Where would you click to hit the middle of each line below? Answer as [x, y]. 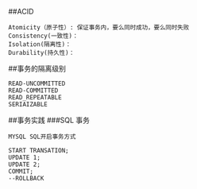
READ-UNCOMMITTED [37, 83]
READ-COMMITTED [33, 91]
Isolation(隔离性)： [40, 44]
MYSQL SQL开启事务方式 [42, 137]
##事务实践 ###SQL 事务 [49, 120]
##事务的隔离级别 [37, 68]
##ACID [21, 12]
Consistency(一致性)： [43, 36]
